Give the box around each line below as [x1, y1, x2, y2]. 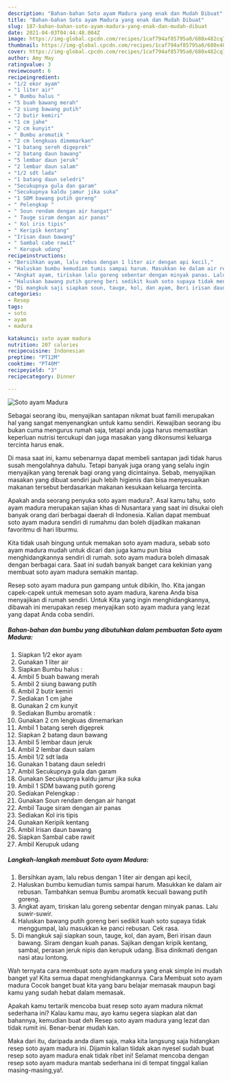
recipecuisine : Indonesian [8, 348, 85, 355]
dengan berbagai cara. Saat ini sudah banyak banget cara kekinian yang [8, 560, 212, 569]
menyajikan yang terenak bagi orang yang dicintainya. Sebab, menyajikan [8, 468, 216, 477]
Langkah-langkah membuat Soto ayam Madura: [8, 855, 149, 864]
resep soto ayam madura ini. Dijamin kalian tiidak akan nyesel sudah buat [8, 1044, 215, 1052]
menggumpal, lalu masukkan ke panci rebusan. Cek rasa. [17, 924, 180, 932]
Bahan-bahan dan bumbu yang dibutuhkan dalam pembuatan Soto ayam [8, 626, 222, 634]
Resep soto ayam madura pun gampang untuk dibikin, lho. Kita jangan [8, 581, 206, 589]
